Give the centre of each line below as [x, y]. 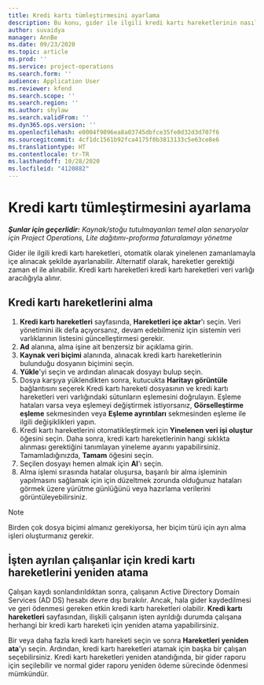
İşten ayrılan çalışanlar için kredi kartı [102, 560]
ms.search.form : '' [40, 74]
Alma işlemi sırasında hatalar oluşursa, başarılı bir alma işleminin [123, 471]
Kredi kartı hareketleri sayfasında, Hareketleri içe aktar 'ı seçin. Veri [130, 321]
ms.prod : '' [27, 60]
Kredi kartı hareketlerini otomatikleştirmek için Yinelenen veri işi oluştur [136, 430]
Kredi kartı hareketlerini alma [81, 303]
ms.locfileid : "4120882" [49, 169]
